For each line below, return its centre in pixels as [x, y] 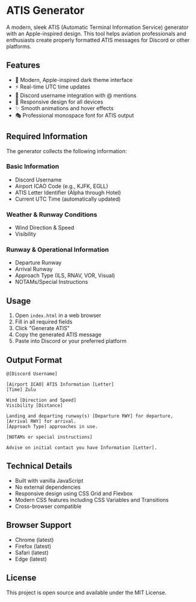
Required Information [47, 136]
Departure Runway [38, 263]
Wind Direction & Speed [44, 228]
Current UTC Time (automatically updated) [68, 199]
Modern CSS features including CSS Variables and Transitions [92, 500]
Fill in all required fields [44, 322]
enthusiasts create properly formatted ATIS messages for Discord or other [98, 40]
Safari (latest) [32, 553]
